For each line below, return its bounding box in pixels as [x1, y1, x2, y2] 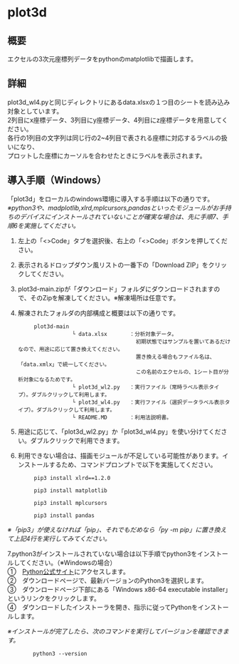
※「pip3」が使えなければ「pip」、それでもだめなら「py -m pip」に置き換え [7, 525, 227, 533]
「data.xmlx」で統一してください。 [17, 361, 110, 368]
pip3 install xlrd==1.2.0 [33, 474, 111, 481]
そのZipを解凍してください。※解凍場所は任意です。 [30, 293, 180, 302]
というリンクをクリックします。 [7, 593, 101, 603]
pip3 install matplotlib [33, 486, 108, 494]
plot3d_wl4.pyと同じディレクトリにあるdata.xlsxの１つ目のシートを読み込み [7, 98, 230, 106]
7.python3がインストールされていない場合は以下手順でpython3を [7, 549, 198, 558]
